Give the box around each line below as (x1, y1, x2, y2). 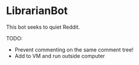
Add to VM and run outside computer (14, 52, 105, 59)
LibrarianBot (6, 4, 68, 18)
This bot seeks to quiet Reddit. (6, 23, 81, 30)
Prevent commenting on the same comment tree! (14, 46, 134, 53)
